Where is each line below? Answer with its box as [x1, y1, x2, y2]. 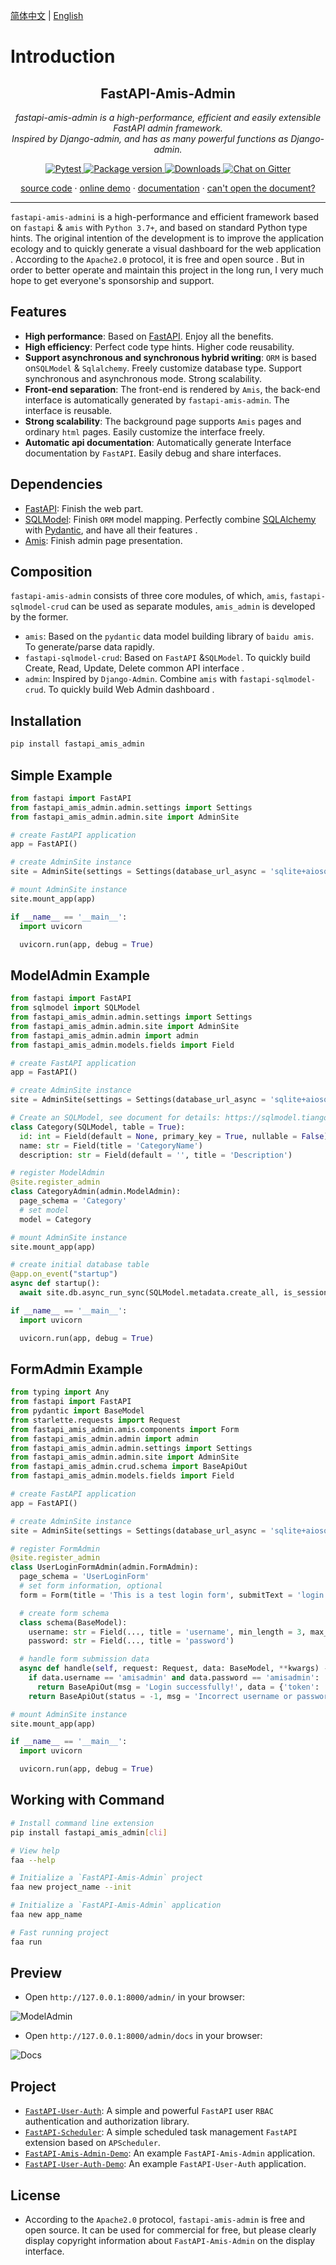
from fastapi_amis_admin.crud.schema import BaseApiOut [10, 1462, 248, 1472]
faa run [10, 1937, 43, 1947]
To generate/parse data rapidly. [24, 641, 155, 653]
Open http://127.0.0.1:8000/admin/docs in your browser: [24, 2030, 263, 2042]
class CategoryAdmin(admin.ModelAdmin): [10, 1187, 182, 1197]
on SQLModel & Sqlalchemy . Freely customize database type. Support [24, 362, 302, 374]
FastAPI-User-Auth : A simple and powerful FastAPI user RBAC [24, 2105, 274, 2117]
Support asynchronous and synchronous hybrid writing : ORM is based [24, 351, 317, 363]
